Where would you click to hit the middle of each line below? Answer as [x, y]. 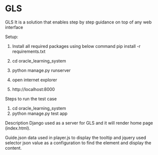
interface [14, 27]
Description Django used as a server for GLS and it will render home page [79, 123]
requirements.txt [29, 51]
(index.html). [18, 128]
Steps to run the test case [31, 99]
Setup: [12, 37]
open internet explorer [35, 80]
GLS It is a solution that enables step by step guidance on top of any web [79, 22]
